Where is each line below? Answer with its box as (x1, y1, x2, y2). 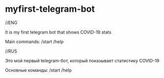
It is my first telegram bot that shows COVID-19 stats (5, 29, 112, 35)
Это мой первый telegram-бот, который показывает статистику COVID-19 (5, 57, 160, 63)
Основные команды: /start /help (5, 67, 72, 73)
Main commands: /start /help (5, 38, 64, 45)
